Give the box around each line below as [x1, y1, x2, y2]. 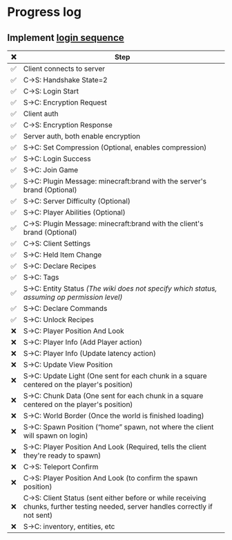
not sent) [23, 510, 53, 520]
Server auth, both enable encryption [23, 132, 141, 141]
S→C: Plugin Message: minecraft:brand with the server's [23, 177, 207, 186]
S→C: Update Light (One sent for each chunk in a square [23, 371, 207, 381]
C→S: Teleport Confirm [23, 462, 99, 471]
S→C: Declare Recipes [23, 261, 97, 271]
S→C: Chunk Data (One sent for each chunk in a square [23, 391, 204, 400]
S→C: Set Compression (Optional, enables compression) [23, 143, 207, 152]
